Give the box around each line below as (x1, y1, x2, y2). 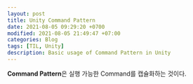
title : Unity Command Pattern (7, 17, 96, 24)
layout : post (7, 10, 46, 17)
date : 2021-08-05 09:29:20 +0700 (7, 23, 105, 30)
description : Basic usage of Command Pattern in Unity (7, 50, 171, 57)
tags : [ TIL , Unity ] (7, 43, 65, 50)
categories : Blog (7, 36, 58, 43)
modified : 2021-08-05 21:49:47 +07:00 (7, 29, 121, 37)
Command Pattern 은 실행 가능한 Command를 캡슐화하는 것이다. (7, 69, 187, 78)
